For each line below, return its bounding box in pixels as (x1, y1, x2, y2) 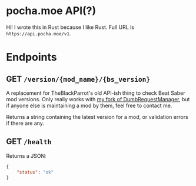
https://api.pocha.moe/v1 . (6, 29, 71, 36)
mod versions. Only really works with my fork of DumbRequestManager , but (6, 95, 190, 102)
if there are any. (6, 119, 44, 127)
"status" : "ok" (16, 169, 54, 175)
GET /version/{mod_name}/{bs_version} (6, 74, 151, 84)
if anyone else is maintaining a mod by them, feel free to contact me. (6, 102, 172, 109)
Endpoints (6, 51, 57, 64)
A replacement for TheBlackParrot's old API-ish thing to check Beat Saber (6, 89, 185, 97)
